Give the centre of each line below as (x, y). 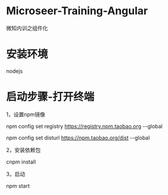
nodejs (15, 71)
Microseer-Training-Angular (77, 11)
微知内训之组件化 (27, 28)
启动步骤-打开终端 (50, 97)
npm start (18, 186)
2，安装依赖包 (23, 150)
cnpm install (21, 162)
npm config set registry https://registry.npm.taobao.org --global (84, 126)
